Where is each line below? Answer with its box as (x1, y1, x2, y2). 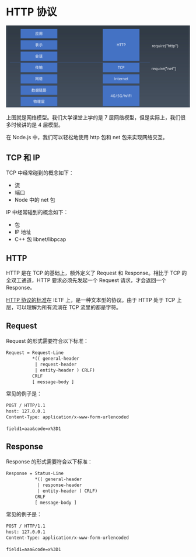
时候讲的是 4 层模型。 (10, 121, 64, 129)
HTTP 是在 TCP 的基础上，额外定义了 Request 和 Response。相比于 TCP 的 (6, 270, 187, 276)
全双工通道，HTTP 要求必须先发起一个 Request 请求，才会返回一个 (6, 277, 167, 284)
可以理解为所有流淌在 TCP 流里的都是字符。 (16, 304, 121, 311)
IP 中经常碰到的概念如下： (6, 209, 69, 216)
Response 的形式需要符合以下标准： (6, 458, 93, 465)
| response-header (37, 482, 82, 488)
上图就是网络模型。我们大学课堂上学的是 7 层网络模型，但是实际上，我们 (6, 114, 181, 121)
